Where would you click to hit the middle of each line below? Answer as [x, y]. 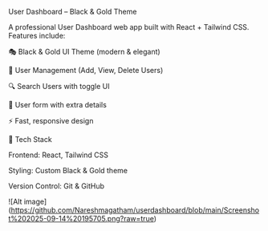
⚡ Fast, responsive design [51, 121]
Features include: [37, 36]
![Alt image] [28, 201]
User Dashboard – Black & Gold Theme [73, 12]
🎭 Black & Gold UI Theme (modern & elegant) [84, 52]
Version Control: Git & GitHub [57, 186]
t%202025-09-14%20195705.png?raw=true [81, 219]
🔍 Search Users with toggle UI [59, 86]
